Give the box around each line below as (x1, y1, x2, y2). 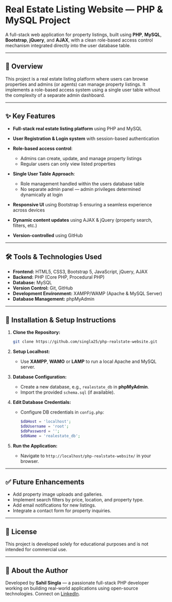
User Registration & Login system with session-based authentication (12, 135, 160, 142)
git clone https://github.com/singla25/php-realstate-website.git (12, 339, 158, 344)
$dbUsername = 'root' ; (20, 423, 69, 429)
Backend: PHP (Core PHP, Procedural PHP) (12, 274, 105, 280)
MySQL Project (5, 14, 71, 26)
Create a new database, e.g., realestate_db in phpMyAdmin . (20, 384, 149, 390)
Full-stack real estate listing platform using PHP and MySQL (12, 125, 142, 131)
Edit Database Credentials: (12, 399, 71, 405)
